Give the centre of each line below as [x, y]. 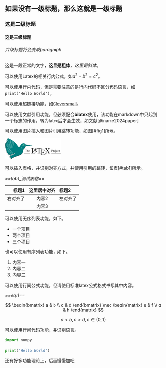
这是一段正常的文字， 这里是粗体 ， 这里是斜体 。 [53, 65]
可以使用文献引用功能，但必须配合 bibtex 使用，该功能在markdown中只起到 [81, 114]
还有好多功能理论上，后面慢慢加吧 [40, 361]
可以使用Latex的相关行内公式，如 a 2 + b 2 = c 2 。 [54, 76]
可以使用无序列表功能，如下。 [35, 218]
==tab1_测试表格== [25, 179]
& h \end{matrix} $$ [83, 310]
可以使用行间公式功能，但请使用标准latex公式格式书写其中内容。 [71, 285]
